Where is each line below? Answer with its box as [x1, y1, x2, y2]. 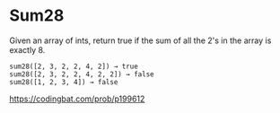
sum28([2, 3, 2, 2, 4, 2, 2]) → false [9, 69, 154, 79]
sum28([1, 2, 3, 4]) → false [9, 77, 118, 86]
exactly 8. [9, 44, 46, 55]
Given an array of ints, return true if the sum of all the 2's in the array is [9, 35, 272, 46]
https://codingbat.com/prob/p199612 [9, 93, 145, 104]
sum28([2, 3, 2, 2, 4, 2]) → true [9, 62, 139, 71]
